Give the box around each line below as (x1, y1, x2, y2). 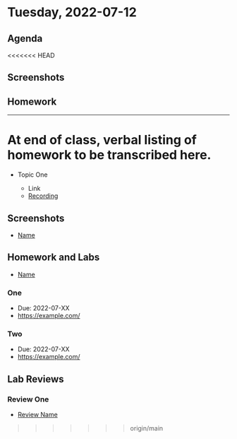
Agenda (7, 33, 43, 45)
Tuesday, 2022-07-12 (7, 4, 138, 21)
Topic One (17, 170, 48, 179)
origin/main (130, 424, 164, 433)
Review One (7, 394, 49, 404)
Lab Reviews (7, 373, 65, 385)
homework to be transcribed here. (7, 147, 212, 163)
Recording (28, 192, 59, 200)
